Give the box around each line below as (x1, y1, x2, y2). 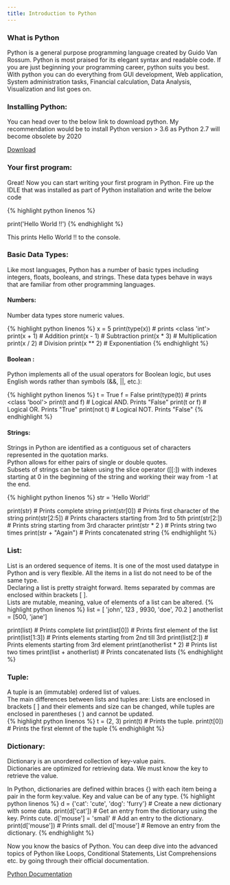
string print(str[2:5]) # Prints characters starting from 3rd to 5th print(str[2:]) (7, 514, 222, 522)
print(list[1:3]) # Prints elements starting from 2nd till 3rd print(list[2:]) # (7, 633, 209, 641)
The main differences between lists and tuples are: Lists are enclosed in (7, 695, 211, 704)
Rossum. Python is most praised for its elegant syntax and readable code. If (7, 56, 221, 64)
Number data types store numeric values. (7, 311, 125, 320)
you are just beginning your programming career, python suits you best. (7, 63, 210, 71)
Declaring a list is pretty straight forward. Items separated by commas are (7, 583, 216, 592)
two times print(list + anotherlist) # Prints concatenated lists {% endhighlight (7, 647, 223, 656)
